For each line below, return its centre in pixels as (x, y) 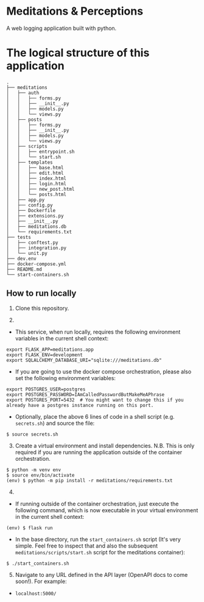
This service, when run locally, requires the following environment (98, 332)
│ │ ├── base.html (35, 167)
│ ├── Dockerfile (31, 210)
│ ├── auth (23, 93)
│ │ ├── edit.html (35, 173)
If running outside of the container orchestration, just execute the (97, 504)
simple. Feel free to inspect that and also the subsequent (86, 546)
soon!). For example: (41, 581)
